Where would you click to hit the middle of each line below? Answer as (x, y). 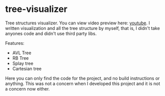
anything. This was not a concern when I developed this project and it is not (83, 84)
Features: (15, 43)
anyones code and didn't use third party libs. (51, 33)
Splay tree (23, 63)
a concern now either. (28, 89)
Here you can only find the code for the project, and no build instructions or (82, 78)
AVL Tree (22, 53)
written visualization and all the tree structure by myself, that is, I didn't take (82, 28)
